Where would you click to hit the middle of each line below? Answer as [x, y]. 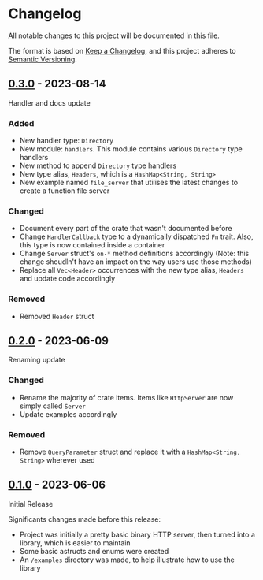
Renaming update [37, 360]
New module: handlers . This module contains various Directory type [131, 149]
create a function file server [65, 191]
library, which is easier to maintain [75, 543]
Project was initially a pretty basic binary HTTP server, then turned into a [137, 534]
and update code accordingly [67, 279]
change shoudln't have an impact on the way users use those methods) [135, 262]
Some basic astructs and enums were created [94, 551]
